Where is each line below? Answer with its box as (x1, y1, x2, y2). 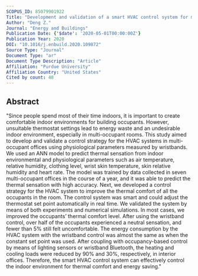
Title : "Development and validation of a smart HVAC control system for (6, 14, 189, 20)
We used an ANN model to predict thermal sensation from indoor (6, 150, 164, 157)
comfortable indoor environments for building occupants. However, (6, 118, 169, 125)
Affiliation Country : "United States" (6, 69, 101, 75)
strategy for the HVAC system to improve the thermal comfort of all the (6, 187, 178, 194)
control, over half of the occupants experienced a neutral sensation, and (6, 219, 181, 226)
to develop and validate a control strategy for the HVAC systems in (6, 137, 168, 144)
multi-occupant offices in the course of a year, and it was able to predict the (6, 175, 191, 182)
